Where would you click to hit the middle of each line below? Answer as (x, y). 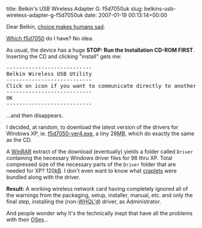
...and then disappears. (35, 116)
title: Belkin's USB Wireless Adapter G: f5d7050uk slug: (75, 9)
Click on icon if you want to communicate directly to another (101, 86)
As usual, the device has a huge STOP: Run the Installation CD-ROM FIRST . (100, 50)
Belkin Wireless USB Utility (49, 74)
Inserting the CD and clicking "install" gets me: (64, 56)
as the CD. (19, 140)
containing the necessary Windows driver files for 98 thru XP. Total (89, 158)
